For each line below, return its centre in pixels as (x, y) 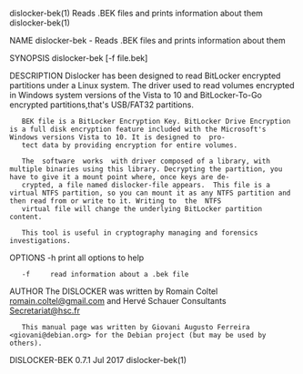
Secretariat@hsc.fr (45, 310)
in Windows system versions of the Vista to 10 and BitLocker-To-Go (136, 95)
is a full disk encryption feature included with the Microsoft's (138, 129)
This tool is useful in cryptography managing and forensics (140, 233)
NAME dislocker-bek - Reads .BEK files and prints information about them (148, 40)
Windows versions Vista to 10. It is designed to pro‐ (117, 137)
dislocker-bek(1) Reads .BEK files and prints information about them (136, 13)
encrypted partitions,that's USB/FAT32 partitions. (101, 105)
